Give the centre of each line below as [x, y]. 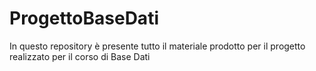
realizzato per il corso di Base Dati [80, 56]
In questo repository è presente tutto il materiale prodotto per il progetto [157, 46]
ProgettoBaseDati [84, 18]
